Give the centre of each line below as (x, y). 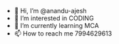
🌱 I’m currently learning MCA (57, 25)
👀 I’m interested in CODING (54, 18)
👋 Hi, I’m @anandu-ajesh (50, 11)
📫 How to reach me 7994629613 (63, 34)
